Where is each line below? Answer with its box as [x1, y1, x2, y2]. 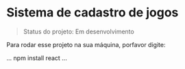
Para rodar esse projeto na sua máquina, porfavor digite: [6, 40, 166, 49]
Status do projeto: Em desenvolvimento [23, 27, 134, 36]
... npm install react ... [6, 53, 68, 62]
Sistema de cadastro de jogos [6, 5, 179, 20]
